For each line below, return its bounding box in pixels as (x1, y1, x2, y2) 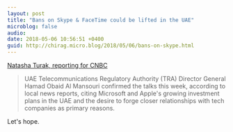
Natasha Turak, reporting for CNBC (7, 62, 108, 69)
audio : (7, 29, 26, 37)
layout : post (7, 10, 45, 17)
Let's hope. (7, 117, 40, 125)
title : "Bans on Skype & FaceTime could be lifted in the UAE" (7, 17, 195, 23)
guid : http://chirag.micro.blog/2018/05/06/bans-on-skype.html (7, 42, 195, 49)
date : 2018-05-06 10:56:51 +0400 (7, 36, 104, 43)
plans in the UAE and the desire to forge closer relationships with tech (24, 97, 225, 104)
